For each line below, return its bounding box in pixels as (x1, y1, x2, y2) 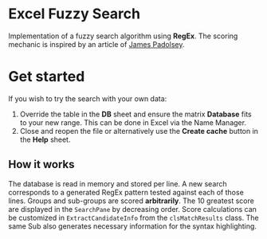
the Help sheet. (19, 135, 71, 144)
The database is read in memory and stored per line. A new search (8, 178, 227, 188)
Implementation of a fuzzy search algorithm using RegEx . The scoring (8, 31, 238, 41)
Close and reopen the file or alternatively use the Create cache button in (19, 126, 259, 135)
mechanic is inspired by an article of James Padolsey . (8, 39, 185, 49)
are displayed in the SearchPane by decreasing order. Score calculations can (8, 204, 257, 214)
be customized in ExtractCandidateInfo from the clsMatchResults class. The (8, 213, 259, 222)
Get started (8, 68, 85, 86)
